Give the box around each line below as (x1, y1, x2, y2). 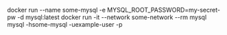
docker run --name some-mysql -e (7, 6, 106, 14)
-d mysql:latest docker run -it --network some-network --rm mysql (16, 13, 207, 21)
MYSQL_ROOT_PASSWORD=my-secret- (107, 6, 221, 14)
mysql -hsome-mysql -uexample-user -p (7, 21, 123, 28)
